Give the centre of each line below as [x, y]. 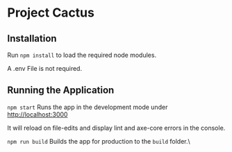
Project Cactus [51, 13]
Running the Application [61, 91]
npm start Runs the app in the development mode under [88, 107]
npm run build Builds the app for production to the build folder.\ [99, 141]
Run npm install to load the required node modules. [82, 55]
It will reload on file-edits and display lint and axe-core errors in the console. [116, 128]
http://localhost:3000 [38, 114]
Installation [32, 39]
